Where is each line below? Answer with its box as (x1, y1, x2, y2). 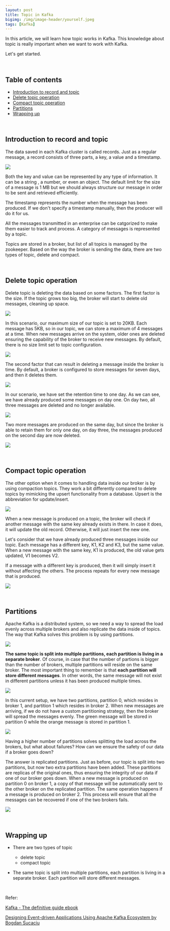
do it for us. (5, 210, 30, 216)
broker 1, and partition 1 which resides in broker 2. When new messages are (5, 703, 164, 709)
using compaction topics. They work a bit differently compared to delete (5, 485, 157, 491)
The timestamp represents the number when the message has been (5, 199, 148, 206)
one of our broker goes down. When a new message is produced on (5, 775, 149, 781)
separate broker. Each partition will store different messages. (12, 875, 141, 881)
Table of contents (5, 75, 62, 84)
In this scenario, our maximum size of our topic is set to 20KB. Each (5, 320, 147, 326)
